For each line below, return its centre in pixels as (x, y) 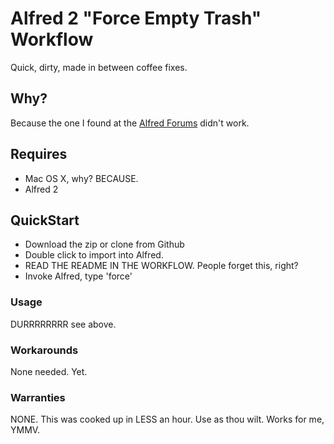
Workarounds (44, 350)
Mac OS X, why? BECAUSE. (81, 178)
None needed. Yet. (49, 371)
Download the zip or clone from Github (104, 244)
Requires (39, 154)
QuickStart (45, 220)
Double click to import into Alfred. (94, 255)
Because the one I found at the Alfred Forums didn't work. (130, 123)
